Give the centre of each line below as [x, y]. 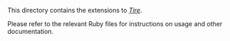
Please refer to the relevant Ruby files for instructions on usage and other [115, 24]
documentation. [31, 31]
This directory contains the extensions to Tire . [75, 10]
